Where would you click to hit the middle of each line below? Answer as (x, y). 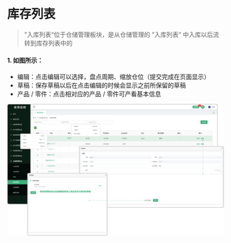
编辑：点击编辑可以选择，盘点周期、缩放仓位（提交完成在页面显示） (113, 77)
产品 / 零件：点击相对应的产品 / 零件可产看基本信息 (89, 94)
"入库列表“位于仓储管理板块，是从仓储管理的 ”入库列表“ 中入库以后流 (121, 34)
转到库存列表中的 (48, 43)
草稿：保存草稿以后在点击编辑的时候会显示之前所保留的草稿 (101, 85)
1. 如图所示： (25, 60)
